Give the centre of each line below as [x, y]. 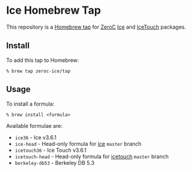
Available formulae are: [34, 125]
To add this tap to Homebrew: [43, 60]
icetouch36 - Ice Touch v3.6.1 [50, 150]
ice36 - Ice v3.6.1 [35, 137]
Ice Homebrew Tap [54, 10]
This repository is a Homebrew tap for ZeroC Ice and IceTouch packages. [96, 27]
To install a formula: [30, 104]
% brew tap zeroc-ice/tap [38, 71]
